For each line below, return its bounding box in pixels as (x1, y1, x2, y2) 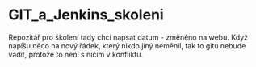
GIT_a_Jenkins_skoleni (8, 6, 164, 24)
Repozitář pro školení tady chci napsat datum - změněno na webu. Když (8, 32, 249, 42)
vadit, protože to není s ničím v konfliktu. (8, 49, 144, 59)
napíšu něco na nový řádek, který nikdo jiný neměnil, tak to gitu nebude (8, 40, 246, 50)
